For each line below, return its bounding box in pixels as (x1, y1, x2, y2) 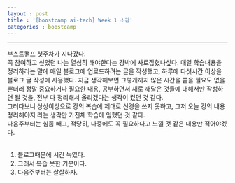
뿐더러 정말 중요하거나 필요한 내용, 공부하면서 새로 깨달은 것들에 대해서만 (7, 85, 205, 93)
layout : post (7, 10, 49, 17)
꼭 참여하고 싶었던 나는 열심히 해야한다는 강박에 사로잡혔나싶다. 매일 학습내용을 (7, 59, 222, 67)
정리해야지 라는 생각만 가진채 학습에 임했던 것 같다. (7, 111, 145, 119)
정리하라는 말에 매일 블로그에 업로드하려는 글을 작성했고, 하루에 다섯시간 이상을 (7, 67, 222, 75)
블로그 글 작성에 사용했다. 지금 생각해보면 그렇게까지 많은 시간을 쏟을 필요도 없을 (7, 76, 226, 85)
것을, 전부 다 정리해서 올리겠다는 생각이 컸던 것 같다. (22, 94, 164, 102)
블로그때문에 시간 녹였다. (17, 151, 85, 159)
